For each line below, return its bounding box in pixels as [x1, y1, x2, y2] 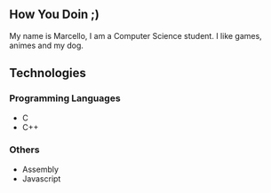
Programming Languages [9, 92, 122, 104]
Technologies [9, 66, 87, 81]
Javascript [21, 173, 61, 184]
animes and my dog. [9, 40, 84, 50]
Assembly [21, 164, 60, 174]
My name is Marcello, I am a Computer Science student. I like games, [9, 30, 262, 41]
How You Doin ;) [9, 7, 100, 22]
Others [9, 143, 40, 156]
